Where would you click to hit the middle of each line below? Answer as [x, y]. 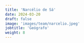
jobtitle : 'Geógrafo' [27, 28]
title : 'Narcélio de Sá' [30, 10]
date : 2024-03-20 [23, 14]
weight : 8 [15, 33]
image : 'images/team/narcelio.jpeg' [42, 23]
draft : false [18, 19]
